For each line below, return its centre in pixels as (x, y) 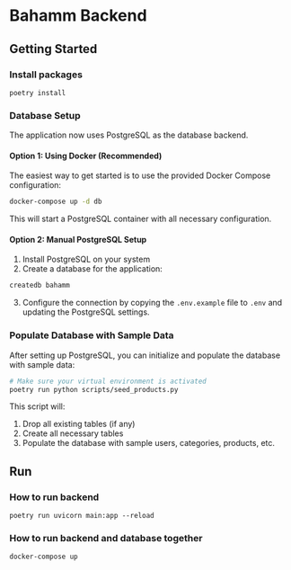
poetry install (38, 93)
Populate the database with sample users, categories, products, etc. (149, 443)
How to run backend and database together (106, 538)
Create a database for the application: (93, 269)
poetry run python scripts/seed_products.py (94, 389)
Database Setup (45, 115)
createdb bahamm (40, 285)
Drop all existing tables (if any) (79, 424)
